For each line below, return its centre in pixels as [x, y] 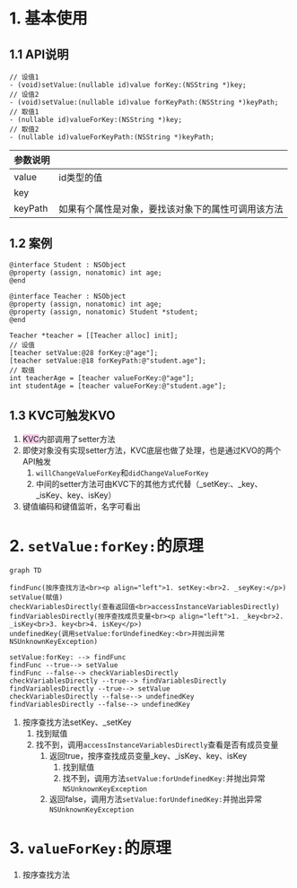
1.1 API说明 [39, 54]
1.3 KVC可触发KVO [62, 416]
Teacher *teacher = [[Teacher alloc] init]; [94, 335]
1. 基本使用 [48, 18]
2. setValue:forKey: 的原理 [107, 546]
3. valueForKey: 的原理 [91, 848]
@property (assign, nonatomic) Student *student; [104, 312]
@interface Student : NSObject [68, 265]
